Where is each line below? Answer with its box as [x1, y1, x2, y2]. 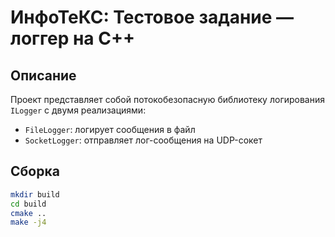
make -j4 [10, 217, 47, 228]
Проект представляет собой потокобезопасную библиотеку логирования [10, 94, 325, 105]
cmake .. [10, 208, 47, 218]
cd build [10, 199, 47, 209]
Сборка [10, 163, 60, 180]
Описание [10, 67, 77, 84]
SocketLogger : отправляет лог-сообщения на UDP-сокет [24, 134, 263, 146]
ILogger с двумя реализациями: [10, 104, 147, 116]
